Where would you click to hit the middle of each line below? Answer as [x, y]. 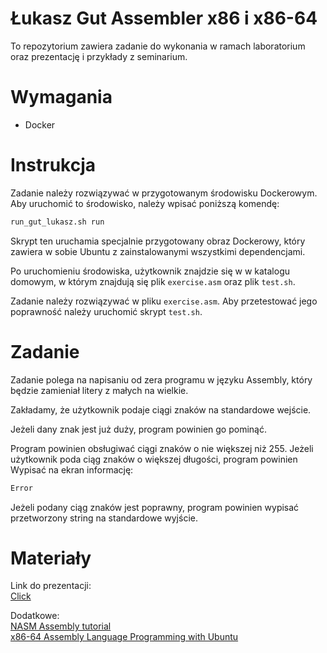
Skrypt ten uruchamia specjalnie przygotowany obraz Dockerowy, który [158, 241]
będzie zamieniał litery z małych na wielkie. [99, 390]
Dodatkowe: [35, 616]
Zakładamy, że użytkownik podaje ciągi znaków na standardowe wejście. [161, 409]
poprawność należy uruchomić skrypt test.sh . [106, 311]
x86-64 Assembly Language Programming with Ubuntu [124, 637]
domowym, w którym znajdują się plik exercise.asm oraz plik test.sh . [153, 281]
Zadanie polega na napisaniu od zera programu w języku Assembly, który [161, 379]
